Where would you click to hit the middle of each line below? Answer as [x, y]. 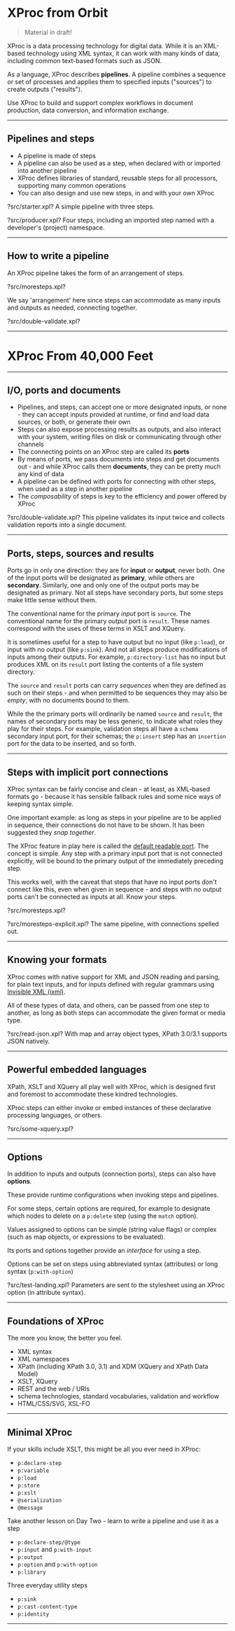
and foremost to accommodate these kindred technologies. [93, 1094]
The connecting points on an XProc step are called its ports [104, 452]
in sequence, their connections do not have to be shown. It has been [106, 825]
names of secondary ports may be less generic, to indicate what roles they [115, 721]
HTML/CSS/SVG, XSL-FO [54, 1404]
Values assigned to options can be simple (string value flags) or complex [112, 1230]
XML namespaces [43, 1359]
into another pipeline [47, 170]
